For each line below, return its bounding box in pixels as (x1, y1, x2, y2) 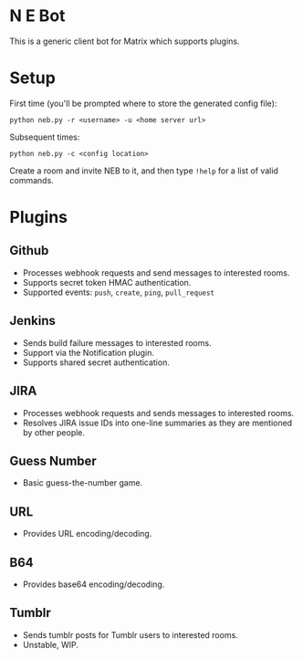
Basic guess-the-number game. (22, 477, 143, 488)
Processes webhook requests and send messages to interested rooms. (22, 267, 290, 278)
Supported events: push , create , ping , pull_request (22, 287, 215, 298)
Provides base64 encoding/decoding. (22, 579, 165, 590)
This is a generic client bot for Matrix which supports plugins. (9, 36, 240, 47)
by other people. (22, 426, 85, 438)
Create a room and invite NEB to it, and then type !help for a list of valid (9, 165, 278, 176)
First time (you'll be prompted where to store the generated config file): (9, 98, 277, 109)
